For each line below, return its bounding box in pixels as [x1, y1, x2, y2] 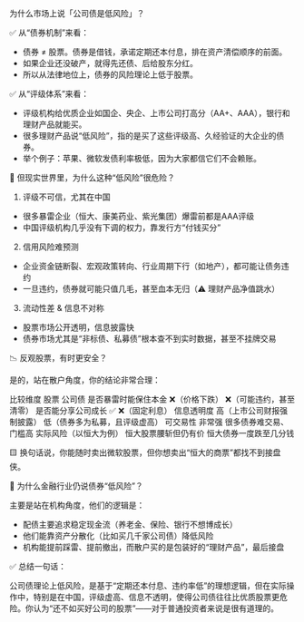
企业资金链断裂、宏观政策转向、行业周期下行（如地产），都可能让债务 [22, 261, 281, 271]
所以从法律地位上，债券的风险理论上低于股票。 [22, 69, 198, 80]
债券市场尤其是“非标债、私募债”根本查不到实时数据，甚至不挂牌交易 [22, 334, 277, 344]
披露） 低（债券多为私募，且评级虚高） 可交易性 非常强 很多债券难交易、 [16, 416, 289, 427]
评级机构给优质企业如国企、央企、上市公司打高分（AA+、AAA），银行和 [22, 108, 290, 118]
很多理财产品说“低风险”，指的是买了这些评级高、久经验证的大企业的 [22, 131, 277, 141]
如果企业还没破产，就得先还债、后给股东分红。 [22, 58, 198, 68]
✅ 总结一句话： [9, 561, 66, 571]
